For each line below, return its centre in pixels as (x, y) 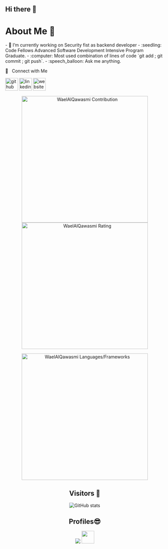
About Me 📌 (30, 31)
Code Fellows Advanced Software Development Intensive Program (74, 51)
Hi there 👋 (21, 9)
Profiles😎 (85, 521)
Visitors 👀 (85, 493)
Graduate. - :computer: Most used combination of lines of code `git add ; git (84, 56)
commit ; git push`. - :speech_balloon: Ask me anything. (63, 61)
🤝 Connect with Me (26, 71)
